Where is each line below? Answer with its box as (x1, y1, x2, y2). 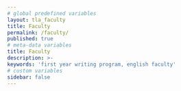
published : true (7, 36, 53, 42)
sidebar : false (7, 73, 51, 81)
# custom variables (7, 67, 63, 74)
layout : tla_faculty (7, 16, 67, 23)
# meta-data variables (7, 42, 72, 49)
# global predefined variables (7, 10, 97, 17)
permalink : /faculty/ (7, 29, 69, 36)
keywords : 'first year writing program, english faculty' (7, 61, 176, 68)
